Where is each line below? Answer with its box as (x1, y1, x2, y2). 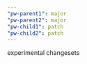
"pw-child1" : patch (7, 23, 64, 30)
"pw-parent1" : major (7, 10, 68, 17)
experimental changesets (7, 49, 80, 57)
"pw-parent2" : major (7, 17, 68, 24)
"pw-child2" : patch (7, 29, 64, 37)
